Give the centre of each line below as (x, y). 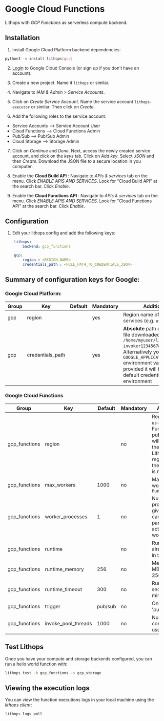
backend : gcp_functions (47, 247)
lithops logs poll (24, 714)
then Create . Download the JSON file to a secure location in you (76, 161)
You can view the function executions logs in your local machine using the (80, 700)
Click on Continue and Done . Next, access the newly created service (81, 150)
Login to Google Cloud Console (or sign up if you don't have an (75, 68)
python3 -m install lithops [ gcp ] (39, 59)
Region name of (141, 315)
